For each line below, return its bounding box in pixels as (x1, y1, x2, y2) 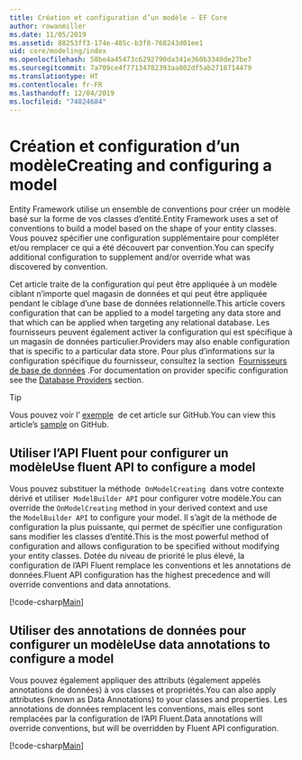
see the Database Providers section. (9, 375, 144, 386)
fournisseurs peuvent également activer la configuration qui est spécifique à (9, 326, 293, 338)
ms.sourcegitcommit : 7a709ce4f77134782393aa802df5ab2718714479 (9, 64, 252, 73)
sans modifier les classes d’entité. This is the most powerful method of (9, 531, 270, 542)
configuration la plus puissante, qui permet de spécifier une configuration (9, 522, 283, 533)
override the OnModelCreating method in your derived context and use (9, 502, 269, 514)
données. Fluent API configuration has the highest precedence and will (9, 570, 270, 581)
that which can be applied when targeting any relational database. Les (9, 317, 270, 328)
